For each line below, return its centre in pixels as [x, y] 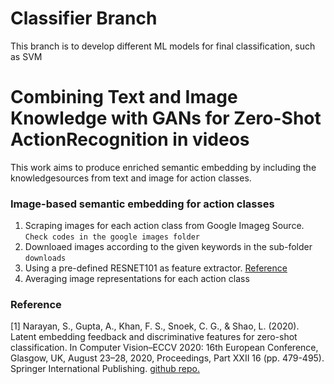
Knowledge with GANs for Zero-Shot [166, 118]
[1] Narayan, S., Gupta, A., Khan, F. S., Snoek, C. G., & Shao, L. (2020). [155, 326]
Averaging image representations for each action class [137, 279]
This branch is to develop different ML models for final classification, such [163, 46]
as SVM [26, 56]
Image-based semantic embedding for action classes [142, 204]
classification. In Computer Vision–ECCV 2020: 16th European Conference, [164, 348]
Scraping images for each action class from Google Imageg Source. [164, 226]
